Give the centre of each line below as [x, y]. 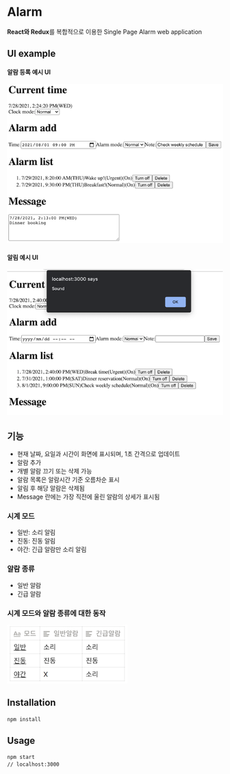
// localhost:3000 [33, 764]
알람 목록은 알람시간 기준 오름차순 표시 [68, 479]
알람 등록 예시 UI [29, 72]
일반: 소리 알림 [36, 532]
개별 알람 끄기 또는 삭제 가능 [54, 471]
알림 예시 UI [23, 257]
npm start [21, 758]
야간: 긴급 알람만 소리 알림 [52, 549]
